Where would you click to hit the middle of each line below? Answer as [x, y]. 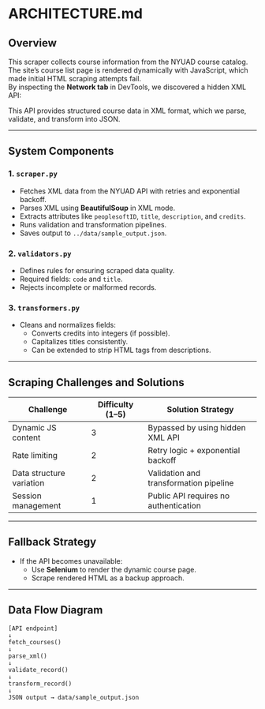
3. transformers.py [44, 307]
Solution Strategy [200, 410]
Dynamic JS [34, 428]
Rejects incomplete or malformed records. [88, 287]
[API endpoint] [33, 628]
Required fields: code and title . [71, 279]
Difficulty [116, 405]
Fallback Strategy [52, 542]
